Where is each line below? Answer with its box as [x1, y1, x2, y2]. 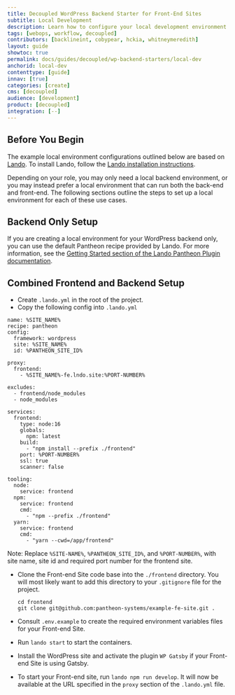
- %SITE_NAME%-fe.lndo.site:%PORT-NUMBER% [20, 372, 145, 379]
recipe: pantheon [7, 323, 58, 330]
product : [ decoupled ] [7, 101, 71, 108]
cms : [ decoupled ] [7, 88, 58, 95]
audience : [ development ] [7, 95, 80, 102]
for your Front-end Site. [17, 624, 85, 633]
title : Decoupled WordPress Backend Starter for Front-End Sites [7, 10, 201, 17]
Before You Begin [7, 134, 85, 146]
